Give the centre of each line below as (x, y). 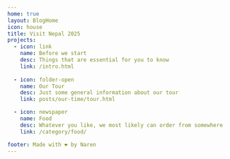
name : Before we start (53, 54)
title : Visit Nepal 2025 (44, 34)
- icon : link (33, 47)
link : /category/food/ (53, 131)
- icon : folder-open (44, 79)
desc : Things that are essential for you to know (95, 60)
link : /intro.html (47, 66)
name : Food (36, 119)
